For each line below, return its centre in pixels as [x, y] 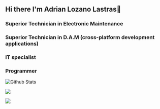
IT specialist [21, 57]
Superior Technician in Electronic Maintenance [64, 24]
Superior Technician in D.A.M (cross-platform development [80, 38]
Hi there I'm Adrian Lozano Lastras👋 [63, 9]
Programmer [21, 71]
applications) [22, 44]
